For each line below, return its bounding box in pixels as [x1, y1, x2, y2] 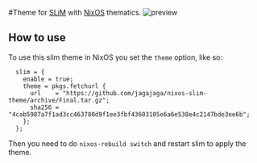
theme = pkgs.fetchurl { [23, 81, 106, 90]
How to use [8, 31, 66, 44]
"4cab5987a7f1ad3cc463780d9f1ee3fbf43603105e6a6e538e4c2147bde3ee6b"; [8, 110, 251, 119]
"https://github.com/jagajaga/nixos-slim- [62, 89, 207, 97]
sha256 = [29, 103, 60, 111]
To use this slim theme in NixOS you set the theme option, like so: [8, 52, 223, 62]
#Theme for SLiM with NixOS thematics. [8, 8, 142, 17]
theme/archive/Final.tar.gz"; [8, 96, 110, 104]
